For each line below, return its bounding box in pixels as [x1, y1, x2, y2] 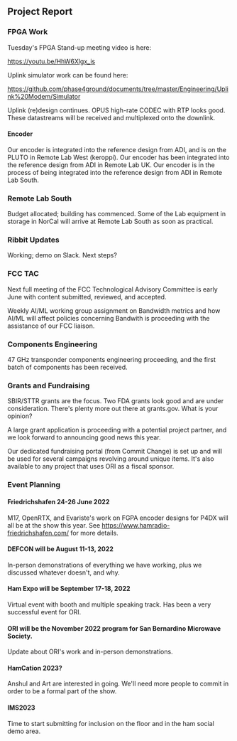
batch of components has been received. [7, 363, 128, 372]
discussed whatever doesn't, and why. [7, 568, 120, 577]
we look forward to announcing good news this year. [7, 433, 161, 442]
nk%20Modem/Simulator [7, 92, 81, 100]
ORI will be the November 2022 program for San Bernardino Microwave [7, 624, 221, 632]
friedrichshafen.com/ [7, 528, 70, 537]
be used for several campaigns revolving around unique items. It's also [7, 454, 214, 463]
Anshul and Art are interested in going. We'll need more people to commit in [7, 679, 229, 688]
